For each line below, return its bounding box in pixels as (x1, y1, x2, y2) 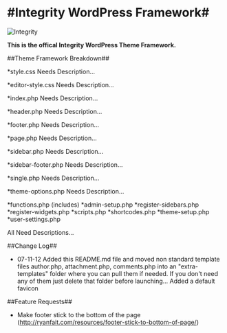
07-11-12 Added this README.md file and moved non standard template (17, 255, 220, 263)
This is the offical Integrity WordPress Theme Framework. (7, 41, 177, 49)
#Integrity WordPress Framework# (7, 5, 210, 21)
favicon (17, 284, 39, 292)
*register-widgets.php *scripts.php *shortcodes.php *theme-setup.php (7, 207, 210, 216)
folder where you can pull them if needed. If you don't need (49, 269, 219, 277)
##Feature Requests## (7, 297, 72, 306)
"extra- (177, 262, 198, 271)
